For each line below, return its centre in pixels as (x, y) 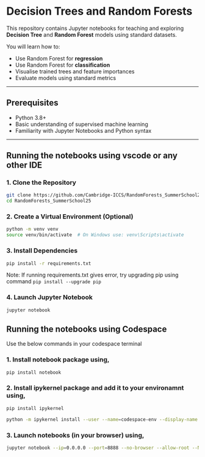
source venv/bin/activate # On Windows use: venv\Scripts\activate (95, 235)
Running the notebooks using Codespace (87, 329)
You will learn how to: (33, 46)
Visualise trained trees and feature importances (75, 71)
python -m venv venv (33, 229)
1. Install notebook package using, (58, 360)
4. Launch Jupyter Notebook (50, 297)
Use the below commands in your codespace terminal (74, 344)
